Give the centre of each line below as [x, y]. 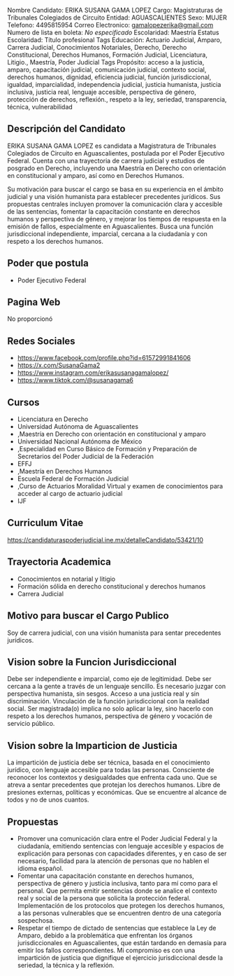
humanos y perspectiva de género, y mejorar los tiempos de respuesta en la [117, 219]
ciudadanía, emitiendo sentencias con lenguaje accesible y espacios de [120, 846]
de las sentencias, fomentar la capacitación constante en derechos [104, 211]
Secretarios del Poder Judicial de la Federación [85, 456]
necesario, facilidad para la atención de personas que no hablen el [113, 860]
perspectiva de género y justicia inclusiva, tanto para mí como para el [117, 883]
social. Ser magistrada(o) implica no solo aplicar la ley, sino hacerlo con [110, 709]
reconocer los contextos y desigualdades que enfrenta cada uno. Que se [112, 778]
